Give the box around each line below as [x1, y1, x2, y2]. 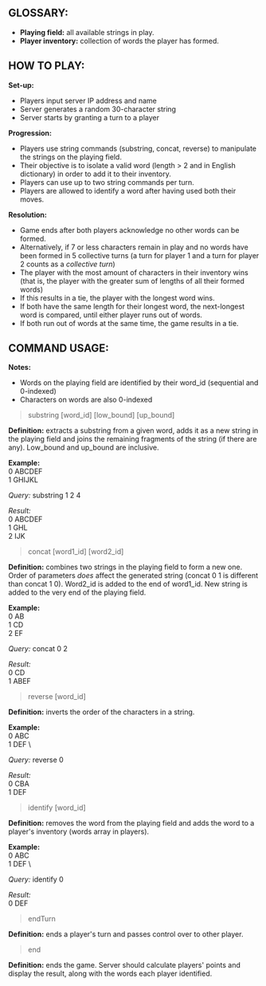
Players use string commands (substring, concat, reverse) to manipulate [19, 143, 257, 153]
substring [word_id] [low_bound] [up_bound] [27, 411, 175, 420]
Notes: [8, 363, 32, 372]
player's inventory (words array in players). [8, 827, 150, 836]
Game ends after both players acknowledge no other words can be [19, 225, 240, 234]
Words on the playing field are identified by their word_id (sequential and [19, 378, 259, 387]
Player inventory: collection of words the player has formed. [19, 36, 219, 45]
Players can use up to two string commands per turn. [19, 177, 195, 187]
